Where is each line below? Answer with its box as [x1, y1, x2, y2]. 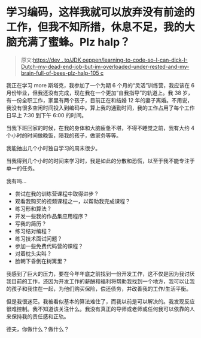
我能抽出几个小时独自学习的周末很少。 [6, 144, 100, 151]
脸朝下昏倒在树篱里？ [14, 257, 68, 264]
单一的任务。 [6, 165, 38, 172]
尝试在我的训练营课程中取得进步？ [14, 190, 99, 197]
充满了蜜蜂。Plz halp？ [17, 35, 130, 49]
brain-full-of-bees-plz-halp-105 [20, 69, 100, 77]
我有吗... [6, 177, 27, 184]
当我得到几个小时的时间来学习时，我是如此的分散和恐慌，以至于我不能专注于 [6, 157, 195, 165]
